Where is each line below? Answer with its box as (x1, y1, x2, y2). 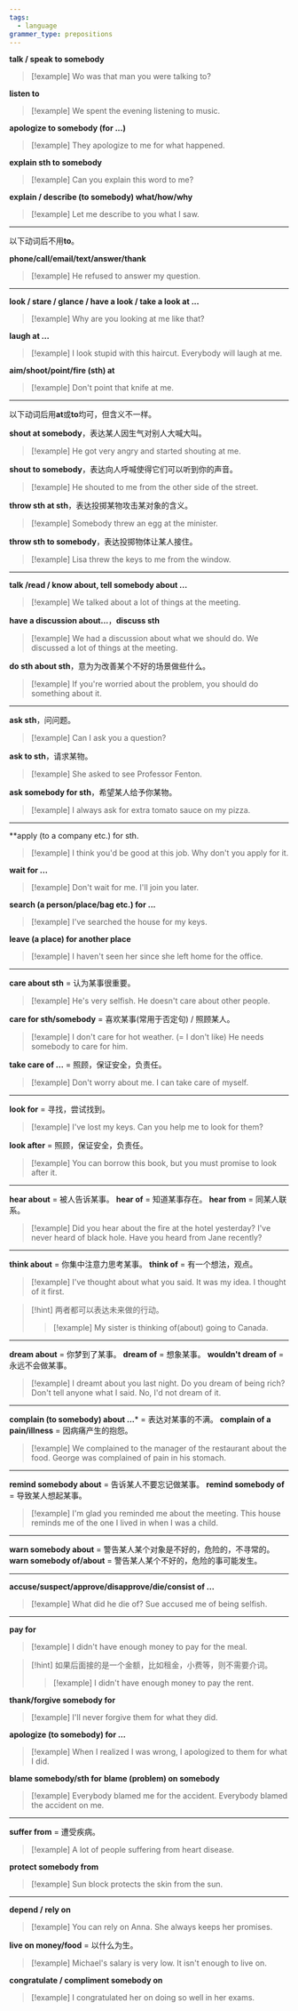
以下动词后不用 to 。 (9, 236, 80, 246)
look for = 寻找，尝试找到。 (9, 1104, 111, 1114)
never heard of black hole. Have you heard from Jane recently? (30, 1233, 263, 1243)
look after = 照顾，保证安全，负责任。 (9, 1140, 148, 1151)
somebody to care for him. (30, 1042, 129, 1052)
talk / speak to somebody (9, 54, 105, 65)
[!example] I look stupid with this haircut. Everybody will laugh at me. (30, 348, 283, 358)
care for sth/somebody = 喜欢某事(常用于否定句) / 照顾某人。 (9, 1014, 235, 1025)
